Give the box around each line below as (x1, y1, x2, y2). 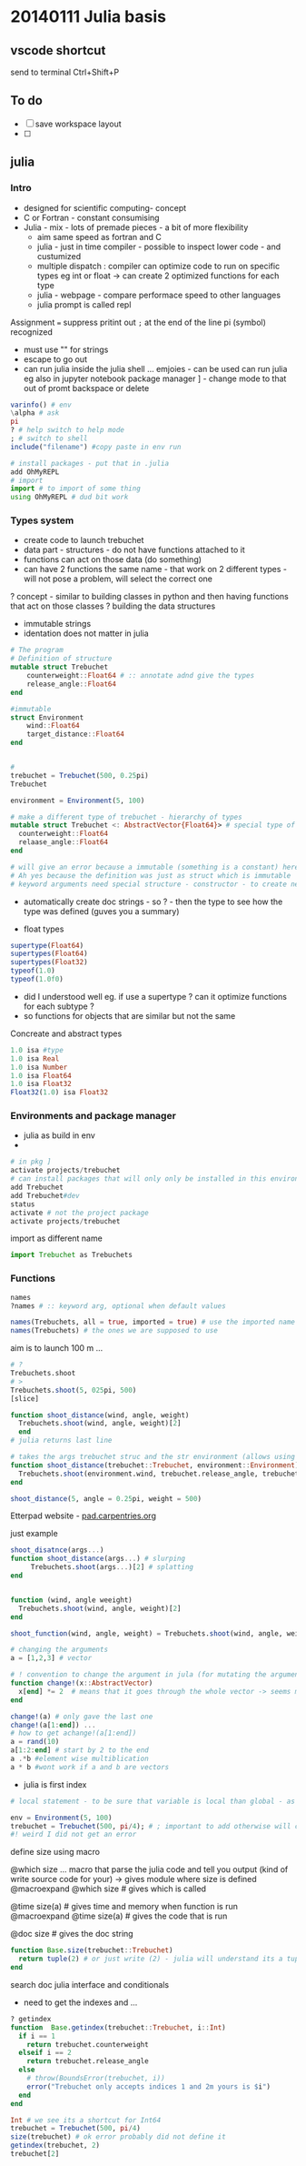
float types (23, 923, 64, 934)
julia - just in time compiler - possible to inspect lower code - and (36, 241, 281, 252)
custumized (36, 250, 82, 261)
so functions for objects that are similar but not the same (23, 1010, 236, 1021)
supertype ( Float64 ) (10, 941, 84, 950)
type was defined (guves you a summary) (23, 905, 180, 916)
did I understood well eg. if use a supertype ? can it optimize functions (23, 991, 287, 1002)
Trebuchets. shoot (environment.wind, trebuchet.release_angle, (18, 1469, 259, 1478)
